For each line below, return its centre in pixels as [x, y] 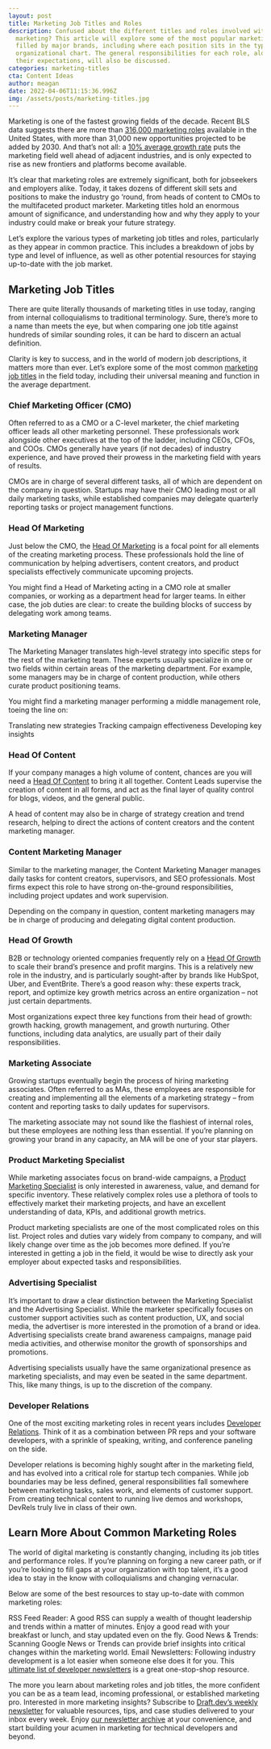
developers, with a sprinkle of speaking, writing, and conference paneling [131, 1441]
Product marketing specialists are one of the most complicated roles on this [134, 1228]
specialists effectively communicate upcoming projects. [101, 571]
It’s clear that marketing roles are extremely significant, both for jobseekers [133, 180]
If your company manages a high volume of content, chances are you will [130, 772]
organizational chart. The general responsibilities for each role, [133, 53]
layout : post [30, 16]
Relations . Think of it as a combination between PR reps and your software [132, 1432]
